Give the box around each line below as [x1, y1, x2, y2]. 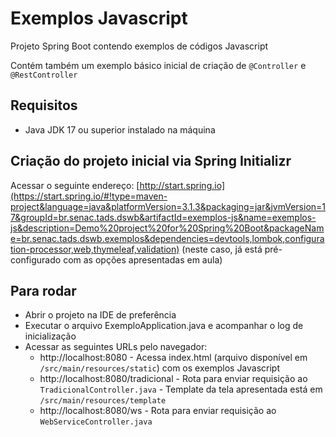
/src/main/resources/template [39, 396, 167, 406]
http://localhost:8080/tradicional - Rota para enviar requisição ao [39, 373, 308, 385]
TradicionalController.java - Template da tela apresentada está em [39, 383, 323, 396]
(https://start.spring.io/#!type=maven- [10, 190, 168, 202]
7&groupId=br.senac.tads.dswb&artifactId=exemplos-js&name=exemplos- [10, 211, 317, 223]
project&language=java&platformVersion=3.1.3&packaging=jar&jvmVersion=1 [10, 200, 327, 212]
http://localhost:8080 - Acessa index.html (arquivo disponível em [39, 352, 308, 364]
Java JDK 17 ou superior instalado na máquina [24, 123, 216, 136]
